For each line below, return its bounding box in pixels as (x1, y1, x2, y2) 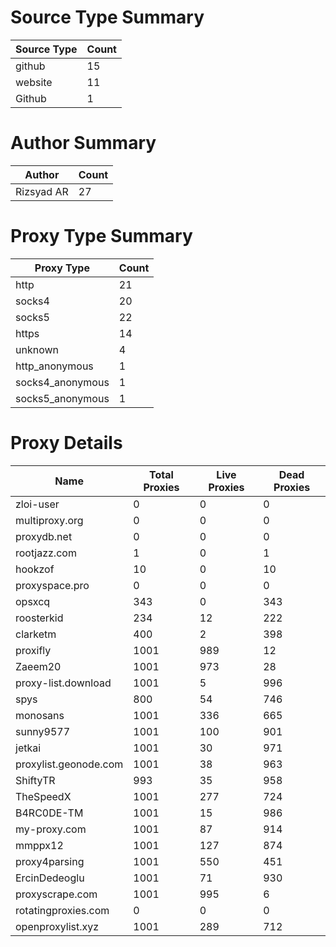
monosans (15, 708, 65, 722)
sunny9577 (15, 724, 71, 738)
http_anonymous (15, 359, 94, 373)
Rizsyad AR (15, 184, 69, 198)
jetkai (15, 741, 42, 755)
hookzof (15, 562, 55, 576)
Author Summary (10, 132, 157, 155)
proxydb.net (15, 529, 73, 543)
